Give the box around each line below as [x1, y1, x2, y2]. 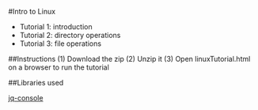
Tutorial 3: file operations [19, 39, 101, 48]
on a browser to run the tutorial [8, 63, 109, 72]
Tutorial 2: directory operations [19, 31, 121, 40]
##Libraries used [8, 78, 64, 87]
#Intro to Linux [8, 7, 56, 16]
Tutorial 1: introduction [19, 22, 93, 31]
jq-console [8, 93, 44, 102]
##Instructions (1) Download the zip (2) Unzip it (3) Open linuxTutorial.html [8, 55, 251, 63]
